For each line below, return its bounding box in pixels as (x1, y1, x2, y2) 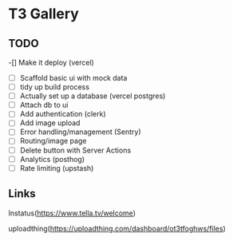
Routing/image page (19, 136, 87, 146)
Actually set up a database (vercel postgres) (19, 91, 166, 101)
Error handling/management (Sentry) (19, 127, 141, 136)
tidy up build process (19, 82, 90, 92)
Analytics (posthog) (19, 154, 85, 164)
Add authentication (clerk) (19, 109, 106, 119)
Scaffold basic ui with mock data (19, 73, 128, 82)
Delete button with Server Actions (19, 145, 132, 155)
